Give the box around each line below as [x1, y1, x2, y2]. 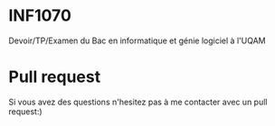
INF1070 [8, 5, 71, 26]
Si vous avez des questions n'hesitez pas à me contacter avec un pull [8, 96, 268, 107]
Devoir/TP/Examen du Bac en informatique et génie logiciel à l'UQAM [8, 35, 266, 46]
